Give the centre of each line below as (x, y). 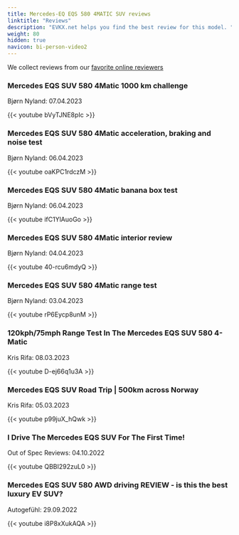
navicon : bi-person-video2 (47, 47)
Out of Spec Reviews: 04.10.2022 (56, 453)
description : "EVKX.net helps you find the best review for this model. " (121, 27)
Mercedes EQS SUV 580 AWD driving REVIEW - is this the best (118, 485)
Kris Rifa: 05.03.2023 (38, 406)
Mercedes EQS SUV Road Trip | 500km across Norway (103, 390)
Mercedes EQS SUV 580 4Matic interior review (90, 238)
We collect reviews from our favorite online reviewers (85, 67)
